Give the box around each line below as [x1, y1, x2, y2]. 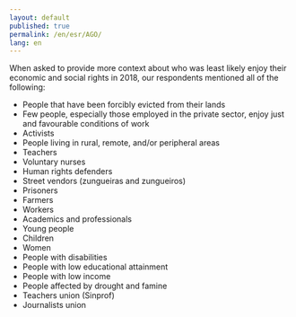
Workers [22, 204, 54, 216]
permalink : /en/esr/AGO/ [9, 30, 102, 39]
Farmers [22, 195, 54, 206]
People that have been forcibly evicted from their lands [22, 100, 226, 110]
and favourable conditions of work [22, 119, 150, 129]
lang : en [9, 38, 42, 48]
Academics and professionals [22, 214, 133, 225]
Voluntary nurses [22, 156, 86, 167]
